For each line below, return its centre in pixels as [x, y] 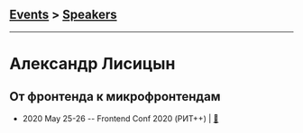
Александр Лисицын [92, 64]
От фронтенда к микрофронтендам [115, 97]
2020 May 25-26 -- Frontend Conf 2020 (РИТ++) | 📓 [120, 118]
